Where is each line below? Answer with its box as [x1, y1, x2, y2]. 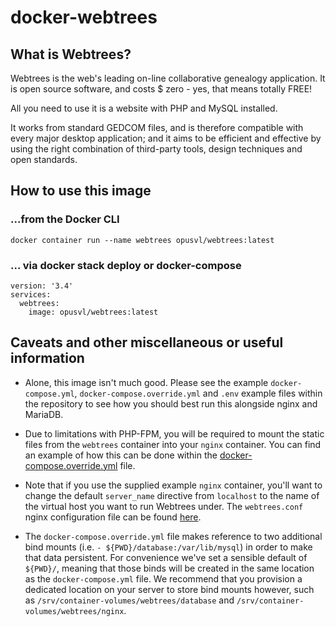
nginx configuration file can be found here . [24, 511, 202, 523]
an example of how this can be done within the [24, 449, 218, 461]
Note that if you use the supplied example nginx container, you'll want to [24, 479, 323, 491]
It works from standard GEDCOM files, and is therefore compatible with [10, 122, 304, 133]
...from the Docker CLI [10, 212, 120, 226]
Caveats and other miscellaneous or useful [10, 334, 284, 351]
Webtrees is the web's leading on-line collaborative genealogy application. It [10, 72, 326, 84]
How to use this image [10, 182, 152, 200]
